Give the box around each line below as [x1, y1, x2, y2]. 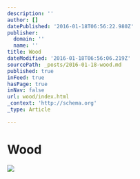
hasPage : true [7, 81, 48, 87]
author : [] [7, 17, 39, 23]
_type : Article [7, 106, 51, 113]
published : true [7, 67, 54, 74]
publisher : [7, 29, 39, 36]
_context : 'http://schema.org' [7, 100, 97, 107]
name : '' [13, 42, 39, 49]
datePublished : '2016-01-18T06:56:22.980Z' [7, 23, 134, 30]
